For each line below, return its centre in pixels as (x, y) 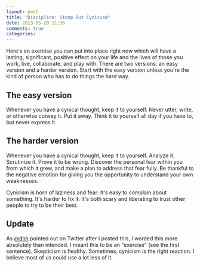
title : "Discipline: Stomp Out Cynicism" (59, 17)
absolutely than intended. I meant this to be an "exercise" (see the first (93, 244)
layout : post (22, 12)
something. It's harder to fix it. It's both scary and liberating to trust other (96, 198)
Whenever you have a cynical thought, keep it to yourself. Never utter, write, (100, 109)
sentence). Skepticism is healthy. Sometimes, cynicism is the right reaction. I (100, 251)
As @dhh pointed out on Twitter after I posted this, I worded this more (92, 238)
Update (20, 224)
